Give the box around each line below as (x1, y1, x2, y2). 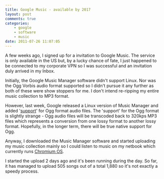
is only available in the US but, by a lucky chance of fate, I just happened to (5, 57, 157, 64)
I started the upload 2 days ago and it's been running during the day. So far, (5, 157, 158, 164)
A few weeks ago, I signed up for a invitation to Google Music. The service (5, 52, 155, 58)
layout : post (5, 12, 32, 17)
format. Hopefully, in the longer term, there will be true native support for (5, 123, 152, 129)
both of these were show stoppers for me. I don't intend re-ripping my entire (5, 88, 159, 93)
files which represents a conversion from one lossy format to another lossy (5, 118, 157, 124)
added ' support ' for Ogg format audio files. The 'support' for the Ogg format (5, 108, 159, 113)
